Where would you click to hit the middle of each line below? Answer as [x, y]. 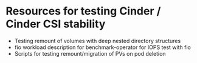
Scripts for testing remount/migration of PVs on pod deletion [90, 53]
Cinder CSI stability [56, 24]
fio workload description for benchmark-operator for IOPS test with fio [102, 47]
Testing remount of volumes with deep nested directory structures [98, 41]
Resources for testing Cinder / [83, 11]
